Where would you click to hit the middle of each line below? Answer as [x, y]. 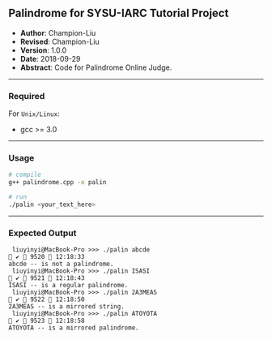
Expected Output [42, 233]
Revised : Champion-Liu [59, 41]
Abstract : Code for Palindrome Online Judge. [96, 67]
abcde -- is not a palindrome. [61, 264]
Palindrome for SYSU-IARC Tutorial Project [119, 13]
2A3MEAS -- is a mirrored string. [67, 307]
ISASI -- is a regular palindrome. [68, 286]
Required [27, 96]
